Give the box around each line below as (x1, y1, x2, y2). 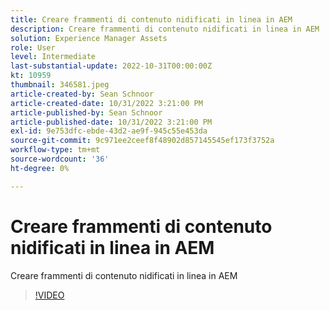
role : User (10, 42, 56, 53)
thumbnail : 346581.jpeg (10, 80, 110, 90)
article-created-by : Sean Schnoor (10, 89, 155, 99)
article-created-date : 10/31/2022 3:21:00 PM (10, 98, 203, 108)
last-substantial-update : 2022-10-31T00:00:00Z (10, 61, 213, 71)
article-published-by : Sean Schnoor (10, 107, 163, 118)
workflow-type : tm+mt (10, 145, 101, 155)
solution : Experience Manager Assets (10, 33, 168, 43)
